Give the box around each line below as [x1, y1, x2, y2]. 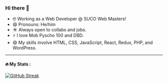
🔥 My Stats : [5, 61, 31, 67]
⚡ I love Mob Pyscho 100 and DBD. [12, 32, 84, 38]
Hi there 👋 [5, 4, 30, 11]
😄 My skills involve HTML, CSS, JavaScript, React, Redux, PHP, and [12, 39, 153, 45]
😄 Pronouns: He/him [12, 21, 56, 27]
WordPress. [12, 45, 36, 51]
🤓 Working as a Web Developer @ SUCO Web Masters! [12, 16, 126, 22]
